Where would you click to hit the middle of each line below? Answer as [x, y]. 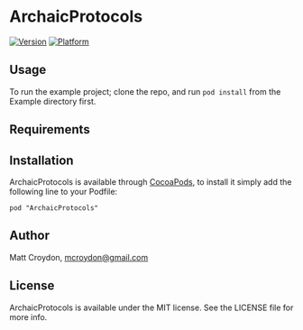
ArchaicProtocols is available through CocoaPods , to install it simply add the [151, 181]
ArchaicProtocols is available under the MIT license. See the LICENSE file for [151, 307]
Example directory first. [53, 101]
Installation [41, 160]
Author [29, 236]
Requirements [50, 129]
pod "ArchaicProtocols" [54, 208]
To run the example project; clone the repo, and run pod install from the [145, 91]
